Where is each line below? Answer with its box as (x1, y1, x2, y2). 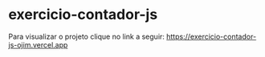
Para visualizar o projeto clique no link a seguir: (8, 32, 165, 41)
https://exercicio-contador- (165, 32, 257, 41)
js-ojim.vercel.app (8, 40, 68, 49)
